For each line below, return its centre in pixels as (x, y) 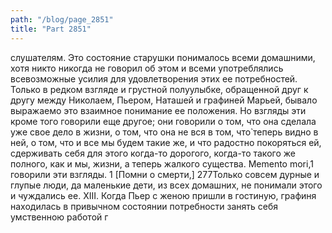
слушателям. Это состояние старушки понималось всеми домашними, (163, 57)
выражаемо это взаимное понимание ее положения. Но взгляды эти (158, 110)
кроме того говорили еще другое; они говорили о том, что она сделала (163, 121)
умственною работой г (59, 217)
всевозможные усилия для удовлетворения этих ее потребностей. (154, 78)
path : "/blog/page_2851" (62, 19)
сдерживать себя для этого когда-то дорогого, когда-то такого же (153, 153)
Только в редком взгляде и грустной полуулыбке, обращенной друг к (159, 89)
